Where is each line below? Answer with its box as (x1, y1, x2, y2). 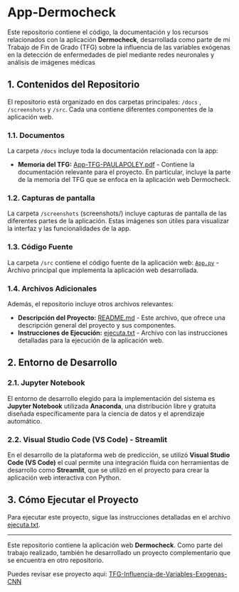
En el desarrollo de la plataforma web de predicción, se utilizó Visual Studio (7, 451, 230, 459)
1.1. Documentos (7, 130, 65, 140)
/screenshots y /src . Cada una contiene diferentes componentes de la (7, 104, 213, 114)
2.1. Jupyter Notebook (7, 378, 85, 388)
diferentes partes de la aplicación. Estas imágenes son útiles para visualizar (7, 217, 230, 225)
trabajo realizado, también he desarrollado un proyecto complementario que (7, 548, 231, 556)
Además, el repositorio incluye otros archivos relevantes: (7, 299, 174, 308)
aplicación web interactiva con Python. (7, 473, 122, 482)
